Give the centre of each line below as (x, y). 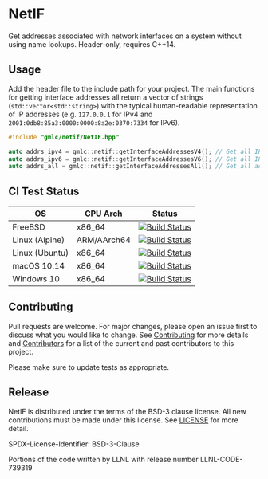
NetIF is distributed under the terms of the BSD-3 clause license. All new (128, 411)
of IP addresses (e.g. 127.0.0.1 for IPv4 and (81, 114)
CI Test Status (44, 191)
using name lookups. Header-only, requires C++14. (92, 44)
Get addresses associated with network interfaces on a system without (125, 36)
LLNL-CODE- (221, 459)
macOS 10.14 (39, 266)
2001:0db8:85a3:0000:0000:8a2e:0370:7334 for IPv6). (94, 122)
